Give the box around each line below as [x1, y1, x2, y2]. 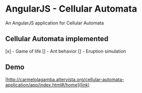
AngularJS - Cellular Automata [5, 3, 137, 15]
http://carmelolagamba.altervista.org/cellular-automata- [7, 76, 124, 82]
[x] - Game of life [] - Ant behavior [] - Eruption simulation [5, 48, 126, 54]
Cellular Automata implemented [5, 35, 108, 43]
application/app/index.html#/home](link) [5, 82, 90, 88]
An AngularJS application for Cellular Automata [5, 20, 104, 26]
